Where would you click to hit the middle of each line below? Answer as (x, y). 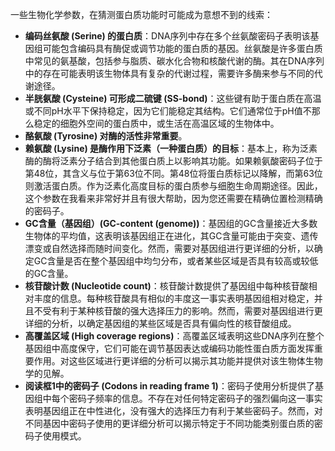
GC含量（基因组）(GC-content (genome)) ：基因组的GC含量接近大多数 (171, 223)
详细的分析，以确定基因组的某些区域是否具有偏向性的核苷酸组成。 (160, 323)
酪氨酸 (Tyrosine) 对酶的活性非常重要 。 (106, 136)
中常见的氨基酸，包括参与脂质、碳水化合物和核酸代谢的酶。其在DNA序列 (174, 61)
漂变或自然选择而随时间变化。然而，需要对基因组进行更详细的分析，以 (169, 248)
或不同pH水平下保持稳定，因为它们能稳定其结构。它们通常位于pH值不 (168, 111)
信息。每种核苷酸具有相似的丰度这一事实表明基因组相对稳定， (187, 298)
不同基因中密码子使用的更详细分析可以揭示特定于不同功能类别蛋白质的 (169, 423)
